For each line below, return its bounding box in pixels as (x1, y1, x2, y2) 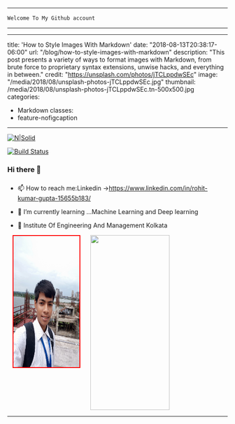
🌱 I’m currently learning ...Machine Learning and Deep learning (17, 207, 199, 215)
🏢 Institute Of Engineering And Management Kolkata (17, 221, 168, 229)
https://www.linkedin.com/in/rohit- (108, 183, 208, 192)
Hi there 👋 (7, 164, 42, 174)
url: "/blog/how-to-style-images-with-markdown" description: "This (29, 48, 225, 56)
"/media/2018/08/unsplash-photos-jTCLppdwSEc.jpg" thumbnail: (7, 78, 196, 86)
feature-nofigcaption (17, 113, 78, 122)
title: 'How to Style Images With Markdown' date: (7, 40, 148, 49)
